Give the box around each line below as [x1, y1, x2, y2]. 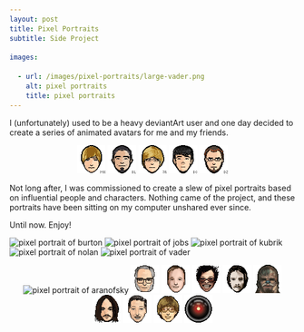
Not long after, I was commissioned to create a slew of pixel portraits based [9, 182, 292, 193]
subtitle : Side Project [9, 34, 100, 43]
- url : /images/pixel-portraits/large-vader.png [17, 73, 205, 82]
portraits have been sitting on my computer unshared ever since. [9, 201, 251, 212]
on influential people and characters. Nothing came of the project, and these [9, 191, 296, 203]
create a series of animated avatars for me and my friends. [9, 127, 229, 138]
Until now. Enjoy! [9, 219, 72, 230]
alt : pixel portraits [25, 82, 107, 91]
